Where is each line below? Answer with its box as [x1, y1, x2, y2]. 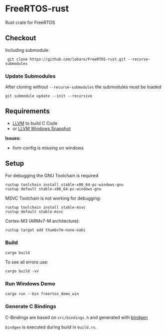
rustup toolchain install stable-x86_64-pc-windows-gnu [5, 182, 124, 187]
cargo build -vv [5, 268, 39, 274]
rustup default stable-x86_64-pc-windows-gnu [5, 186, 101, 192]
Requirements [5, 107, 50, 115]
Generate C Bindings [5, 303, 56, 310]
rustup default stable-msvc [5, 209, 64, 214]
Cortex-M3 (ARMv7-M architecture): [5, 218, 80, 224]
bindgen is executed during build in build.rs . [5, 324, 97, 330]
